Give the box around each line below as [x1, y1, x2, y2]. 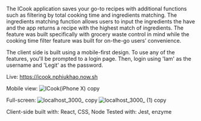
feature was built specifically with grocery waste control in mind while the [6, 31, 190, 38]
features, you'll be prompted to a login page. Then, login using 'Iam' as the [6, 55, 191, 62]
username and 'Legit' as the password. [6, 61, 104, 69]
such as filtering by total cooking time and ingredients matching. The [6, 11, 177, 19]
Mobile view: [6, 85, 38, 92]
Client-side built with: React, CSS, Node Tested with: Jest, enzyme [6, 108, 172, 115]
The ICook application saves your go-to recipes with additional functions [6, 5, 187, 12]
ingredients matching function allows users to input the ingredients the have [6, 18, 195, 25]
